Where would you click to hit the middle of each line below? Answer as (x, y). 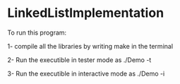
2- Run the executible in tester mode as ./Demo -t (79, 60)
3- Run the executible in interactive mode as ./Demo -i (86, 73)
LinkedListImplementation (86, 13)
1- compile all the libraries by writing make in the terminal (90, 46)
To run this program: (37, 32)
